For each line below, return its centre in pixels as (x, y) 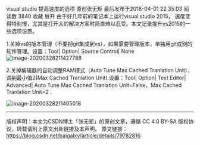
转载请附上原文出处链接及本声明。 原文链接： (72, 129)
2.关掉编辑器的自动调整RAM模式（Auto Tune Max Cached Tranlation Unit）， (100, 70)
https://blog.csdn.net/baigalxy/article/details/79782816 (74, 135)
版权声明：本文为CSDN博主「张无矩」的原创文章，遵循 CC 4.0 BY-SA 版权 (97, 121)
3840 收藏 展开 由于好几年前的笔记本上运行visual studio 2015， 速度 (101, 16)
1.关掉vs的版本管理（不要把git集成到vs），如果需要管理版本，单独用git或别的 (99, 44)
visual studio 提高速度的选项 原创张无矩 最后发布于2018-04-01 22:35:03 (94, 9)
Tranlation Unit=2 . (29, 92)
